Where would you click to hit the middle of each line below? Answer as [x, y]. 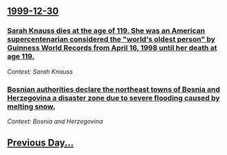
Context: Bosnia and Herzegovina [55, 121]
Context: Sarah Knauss [40, 71]
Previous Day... [41, 143]
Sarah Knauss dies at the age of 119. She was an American [106, 31]
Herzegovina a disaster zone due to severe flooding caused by [113, 97]
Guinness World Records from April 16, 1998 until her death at [112, 48]
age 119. [21, 56]
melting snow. [31, 106]
